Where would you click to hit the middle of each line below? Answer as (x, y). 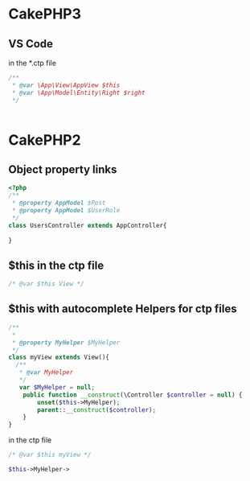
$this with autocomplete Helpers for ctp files (123, 309)
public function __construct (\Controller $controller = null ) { (133, 395)
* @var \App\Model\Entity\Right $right (79, 92)
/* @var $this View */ (46, 284)
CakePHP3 (45, 14)
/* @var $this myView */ (50, 455)
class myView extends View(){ (59, 358)
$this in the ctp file (56, 265)
